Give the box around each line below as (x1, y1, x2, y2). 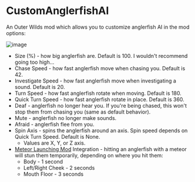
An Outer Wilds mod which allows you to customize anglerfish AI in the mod (6, 23, 190, 30)
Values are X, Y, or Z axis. (23, 139, 86, 146)
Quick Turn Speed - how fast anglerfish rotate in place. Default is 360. (14, 95, 185, 103)
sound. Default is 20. (14, 83, 65, 90)
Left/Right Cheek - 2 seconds (23, 164, 95, 171)
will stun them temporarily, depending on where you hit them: (14, 152, 163, 159)
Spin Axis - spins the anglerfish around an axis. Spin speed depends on (14, 127, 188, 134)
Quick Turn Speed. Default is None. (14, 133, 100, 140)
